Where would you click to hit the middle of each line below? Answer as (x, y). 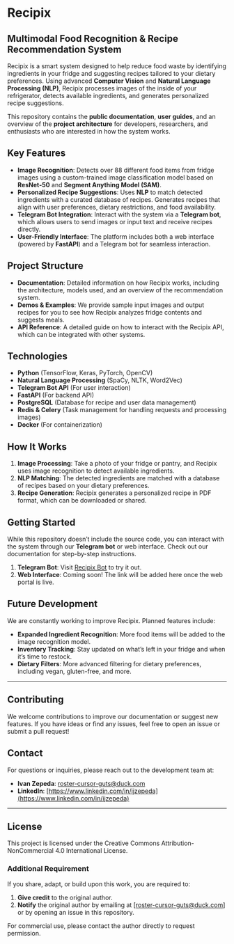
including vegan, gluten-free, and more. (74, 671)
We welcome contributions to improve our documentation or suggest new (113, 716)
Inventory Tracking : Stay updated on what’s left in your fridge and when (121, 649)
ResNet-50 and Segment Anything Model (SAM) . (89, 184)
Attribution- (178, 843)
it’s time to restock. (44, 656)
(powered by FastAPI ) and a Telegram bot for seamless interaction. (114, 244)
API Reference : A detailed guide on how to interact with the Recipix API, (120, 327)
